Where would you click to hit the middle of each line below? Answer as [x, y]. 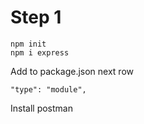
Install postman [41, 108]
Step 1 [36, 17]
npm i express [40, 52]
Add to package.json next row [72, 71]
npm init [28, 44]
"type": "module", [48, 89]
